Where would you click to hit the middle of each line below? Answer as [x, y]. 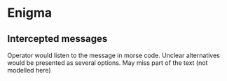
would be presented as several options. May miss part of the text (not [108, 63]
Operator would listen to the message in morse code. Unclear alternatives [114, 55]
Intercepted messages [57, 39]
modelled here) [29, 70]
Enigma [30, 13]
